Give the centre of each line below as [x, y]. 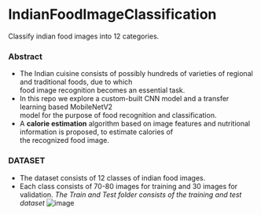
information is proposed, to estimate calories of [96, 132]
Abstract [26, 56]
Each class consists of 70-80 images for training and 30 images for [129, 186]
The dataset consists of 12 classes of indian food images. [112, 177]
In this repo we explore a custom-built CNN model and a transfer [124, 99]
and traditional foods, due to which [76, 82]
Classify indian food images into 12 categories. [84, 36]
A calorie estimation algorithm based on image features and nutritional [134, 124]
